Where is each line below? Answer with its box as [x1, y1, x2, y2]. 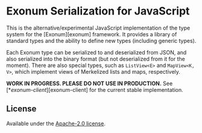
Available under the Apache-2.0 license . [6, 120, 106, 127]
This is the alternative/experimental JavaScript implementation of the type [6, 24, 191, 31]
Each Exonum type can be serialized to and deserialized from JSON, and [6, 48, 187, 56]
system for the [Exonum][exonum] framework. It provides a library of [6, 30, 177, 37]
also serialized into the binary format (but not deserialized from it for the [6, 55, 185, 62]
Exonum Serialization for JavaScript [6, 4, 190, 18]
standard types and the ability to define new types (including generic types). [6, 37, 197, 44]
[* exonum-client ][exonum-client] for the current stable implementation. [6, 86, 184, 93]
